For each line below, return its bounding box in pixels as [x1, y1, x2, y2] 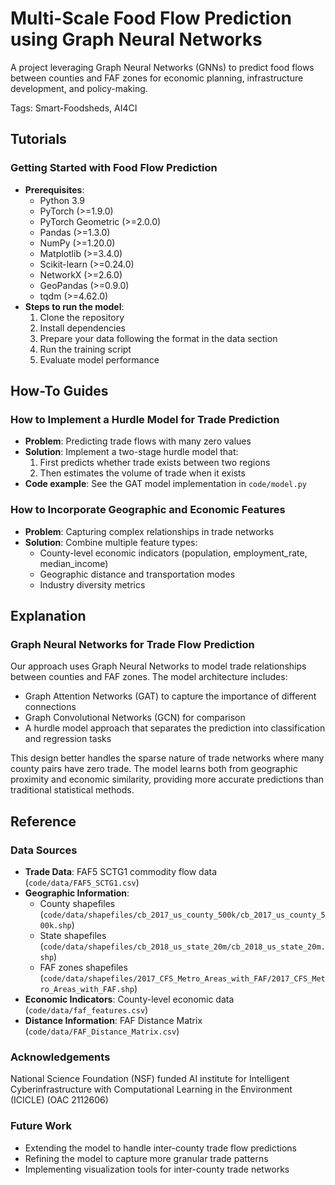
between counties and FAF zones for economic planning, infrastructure [10, 72, 304, 84]
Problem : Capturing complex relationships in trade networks [24, 525, 275, 537]
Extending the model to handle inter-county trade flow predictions [24, 1142, 297, 1154]
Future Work [10, 1119, 72, 1133]
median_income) [39, 557, 109, 569]
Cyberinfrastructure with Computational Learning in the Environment [10, 1083, 293, 1096]
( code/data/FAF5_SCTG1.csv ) [24, 876, 140, 888]
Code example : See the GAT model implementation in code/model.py [24, 478, 307, 490]
